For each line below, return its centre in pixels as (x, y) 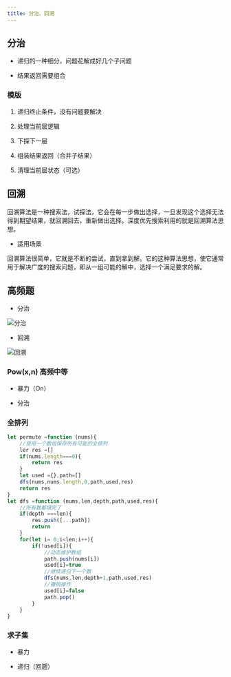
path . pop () (59, 597)
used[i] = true (62, 565)
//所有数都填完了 (41, 508)
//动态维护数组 (62, 552)
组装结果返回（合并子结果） (56, 155)
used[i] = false (64, 591)
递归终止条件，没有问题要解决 (59, 112)
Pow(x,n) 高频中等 (37, 372)
